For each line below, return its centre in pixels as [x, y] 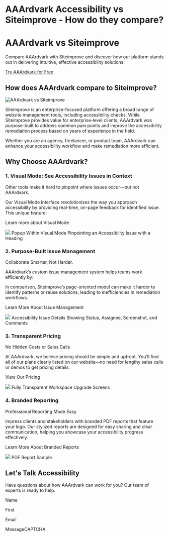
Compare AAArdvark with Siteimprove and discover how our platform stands [84, 57]
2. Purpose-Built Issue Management [50, 251]
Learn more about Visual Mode [37, 223]
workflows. [17, 297]
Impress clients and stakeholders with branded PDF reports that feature [79, 421]
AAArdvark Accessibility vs [64, 9]
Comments [17, 323]
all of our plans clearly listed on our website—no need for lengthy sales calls [84, 362]
